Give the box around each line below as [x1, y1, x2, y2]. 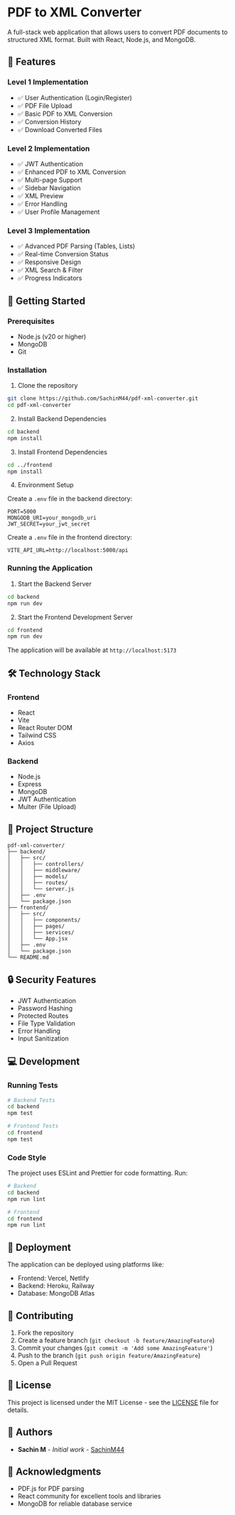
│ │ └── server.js [7, 886, 75, 893]
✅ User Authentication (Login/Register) [17, 93, 133, 102]
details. [7, 1406, 29, 1414]
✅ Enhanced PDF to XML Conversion [17, 168, 126, 176]
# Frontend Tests [7, 1123, 59, 1130]
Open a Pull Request [17, 1358, 78, 1367]
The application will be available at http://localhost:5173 [7, 646, 177, 654]
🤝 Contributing [7, 1310, 74, 1322]
